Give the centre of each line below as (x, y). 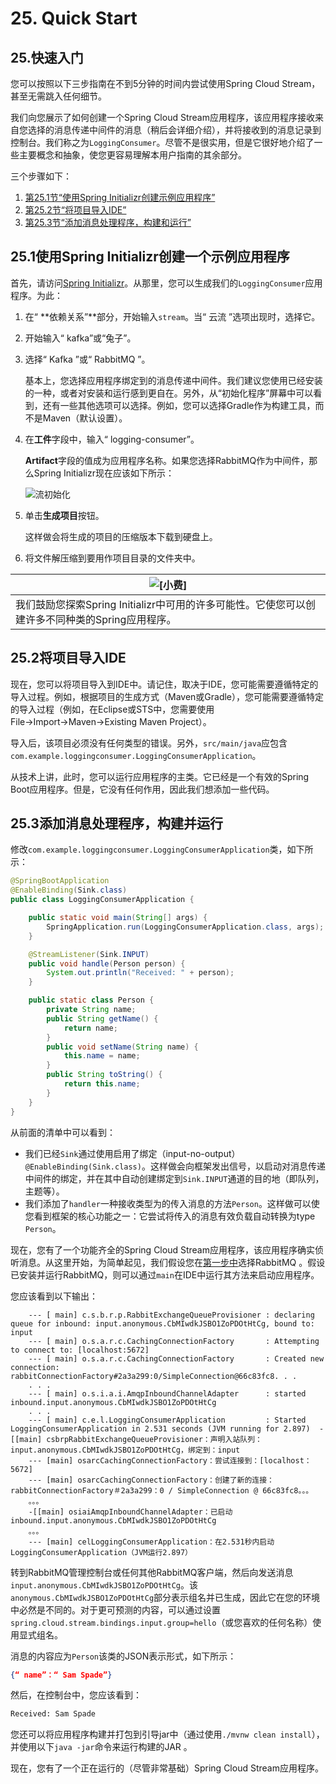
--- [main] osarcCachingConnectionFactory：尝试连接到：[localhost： (170, 1460)
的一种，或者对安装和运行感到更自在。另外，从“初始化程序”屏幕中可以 (169, 393)
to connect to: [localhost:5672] (80, 1350)
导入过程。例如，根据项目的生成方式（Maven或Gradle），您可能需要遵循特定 (167, 696)
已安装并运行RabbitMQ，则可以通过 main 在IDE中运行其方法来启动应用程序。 (165, 1274)
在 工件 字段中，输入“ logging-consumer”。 (112, 439)
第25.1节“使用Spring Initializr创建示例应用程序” (120, 197)
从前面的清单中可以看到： (63, 1132)
